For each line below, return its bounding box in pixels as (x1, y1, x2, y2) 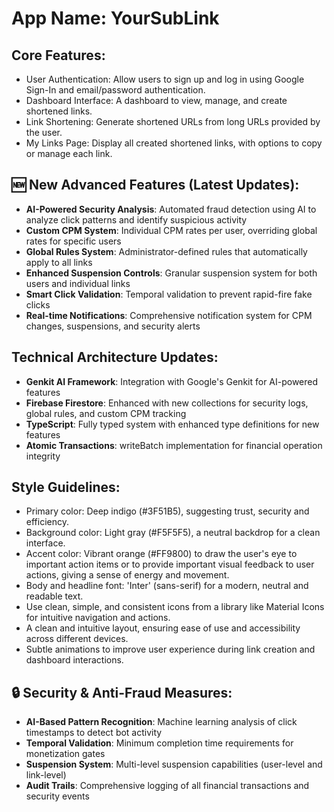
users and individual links (25, 277, 131, 289)
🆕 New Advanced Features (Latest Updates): (11, 177, 300, 194)
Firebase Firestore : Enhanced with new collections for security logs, (25, 397, 309, 409)
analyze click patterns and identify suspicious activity (25, 213, 248, 226)
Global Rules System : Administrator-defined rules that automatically (25, 245, 308, 257)
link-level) (25, 769, 67, 781)
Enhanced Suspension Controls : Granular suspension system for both (25, 267, 318, 279)
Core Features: (11, 47, 106, 64)
